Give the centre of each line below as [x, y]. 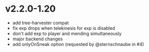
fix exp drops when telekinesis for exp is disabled [64, 28]
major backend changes [38, 39]
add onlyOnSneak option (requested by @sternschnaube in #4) [78, 44]
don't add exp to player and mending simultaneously [67, 33]
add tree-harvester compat [41, 23]
